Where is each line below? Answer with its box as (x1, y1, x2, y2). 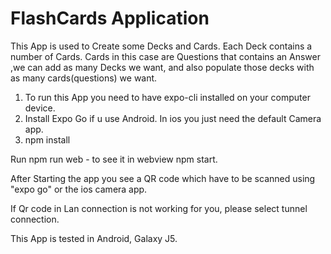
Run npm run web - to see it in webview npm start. (10, 153, 218, 165)
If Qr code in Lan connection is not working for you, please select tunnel (10, 202, 308, 214)
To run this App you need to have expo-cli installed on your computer (24, 91, 311, 103)
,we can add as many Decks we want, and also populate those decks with (10, 61, 315, 73)
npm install (24, 133, 71, 146)
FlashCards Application (10, 7, 210, 30)
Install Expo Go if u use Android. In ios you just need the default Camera (24, 112, 322, 124)
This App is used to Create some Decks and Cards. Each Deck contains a (10, 40, 313, 52)
